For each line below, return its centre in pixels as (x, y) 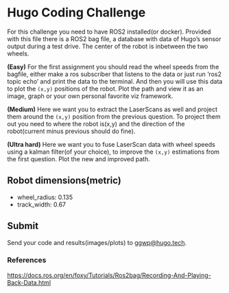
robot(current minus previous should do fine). (71, 131)
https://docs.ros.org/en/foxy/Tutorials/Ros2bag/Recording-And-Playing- (109, 275)
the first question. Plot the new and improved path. (79, 159)
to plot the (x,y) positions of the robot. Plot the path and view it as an (105, 89)
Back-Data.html (29, 282)
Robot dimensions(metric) (64, 181)
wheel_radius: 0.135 (45, 197)
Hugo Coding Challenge (76, 13)
